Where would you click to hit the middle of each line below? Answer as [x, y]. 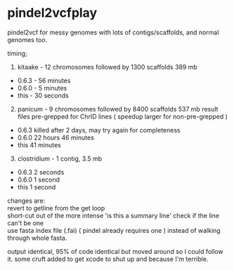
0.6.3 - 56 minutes [44, 80]
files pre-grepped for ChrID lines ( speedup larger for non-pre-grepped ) [123, 116]
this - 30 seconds [43, 95]
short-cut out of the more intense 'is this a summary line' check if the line [113, 215]
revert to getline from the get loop [56, 208]
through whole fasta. [37, 238]
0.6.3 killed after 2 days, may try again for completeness [99, 130]
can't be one [26, 223]
